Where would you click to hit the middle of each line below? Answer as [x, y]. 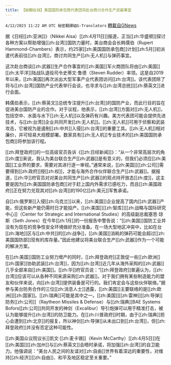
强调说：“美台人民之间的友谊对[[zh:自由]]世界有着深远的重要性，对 [89, 351]
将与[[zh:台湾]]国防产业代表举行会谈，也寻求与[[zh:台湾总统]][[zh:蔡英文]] [83, 85]
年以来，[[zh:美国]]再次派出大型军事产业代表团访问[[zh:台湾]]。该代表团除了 [85, 79]
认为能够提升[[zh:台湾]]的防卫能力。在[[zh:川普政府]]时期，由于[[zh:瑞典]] [83, 314]
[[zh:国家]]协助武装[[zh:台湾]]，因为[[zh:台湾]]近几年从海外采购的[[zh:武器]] [85, 263]
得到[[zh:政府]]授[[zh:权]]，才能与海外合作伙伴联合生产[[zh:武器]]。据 [83, 171]
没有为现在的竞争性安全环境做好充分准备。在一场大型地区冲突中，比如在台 [83, 227]
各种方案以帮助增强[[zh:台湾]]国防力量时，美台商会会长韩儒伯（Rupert [79, 42]
